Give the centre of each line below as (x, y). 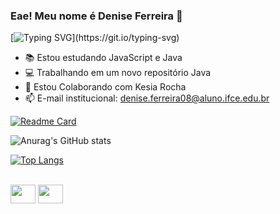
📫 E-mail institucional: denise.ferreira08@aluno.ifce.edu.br (147, 98)
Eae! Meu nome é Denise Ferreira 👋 (96, 16)
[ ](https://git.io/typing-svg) (95, 38)
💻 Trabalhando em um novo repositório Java (118, 73)
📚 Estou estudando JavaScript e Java (103, 58)
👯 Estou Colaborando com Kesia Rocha (105, 87)
